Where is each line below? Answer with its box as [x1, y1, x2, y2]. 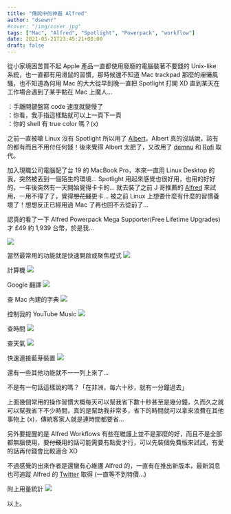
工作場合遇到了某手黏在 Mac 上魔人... [7, 88, 113, 96]
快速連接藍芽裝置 [7, 354, 56, 362]
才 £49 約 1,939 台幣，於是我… [7, 224, 94, 232]
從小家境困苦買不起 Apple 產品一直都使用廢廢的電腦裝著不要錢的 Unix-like [7, 62, 217, 70]
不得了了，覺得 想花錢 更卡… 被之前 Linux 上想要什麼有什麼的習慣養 [30, 192, 220, 200]
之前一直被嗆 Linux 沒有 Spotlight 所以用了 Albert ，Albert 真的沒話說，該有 [7, 134, 219, 142]
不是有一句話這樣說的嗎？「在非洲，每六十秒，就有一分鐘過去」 [7, 383, 188, 391]
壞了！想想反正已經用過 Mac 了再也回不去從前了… [7, 201, 149, 209]
